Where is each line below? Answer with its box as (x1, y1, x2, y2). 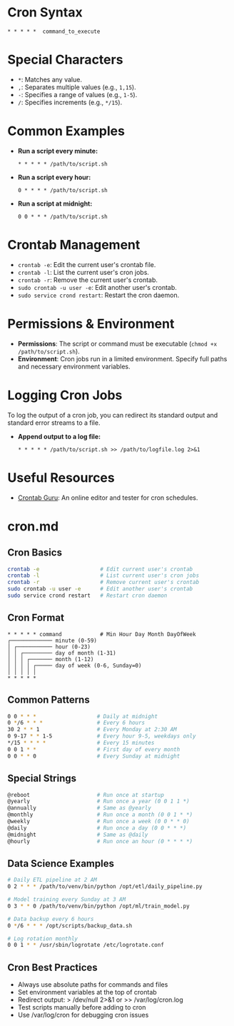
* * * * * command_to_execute (7, 28, 101, 35)
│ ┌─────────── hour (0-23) (7, 643, 91, 650)
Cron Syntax (7, 4, 83, 21)
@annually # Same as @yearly (7, 805, 152, 812)
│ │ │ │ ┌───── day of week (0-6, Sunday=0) (7, 662, 142, 669)
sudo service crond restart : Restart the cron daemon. (17, 291, 180, 299)
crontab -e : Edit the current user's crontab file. (17, 260, 156, 268)
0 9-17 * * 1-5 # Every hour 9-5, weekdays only (7, 733, 196, 740)
